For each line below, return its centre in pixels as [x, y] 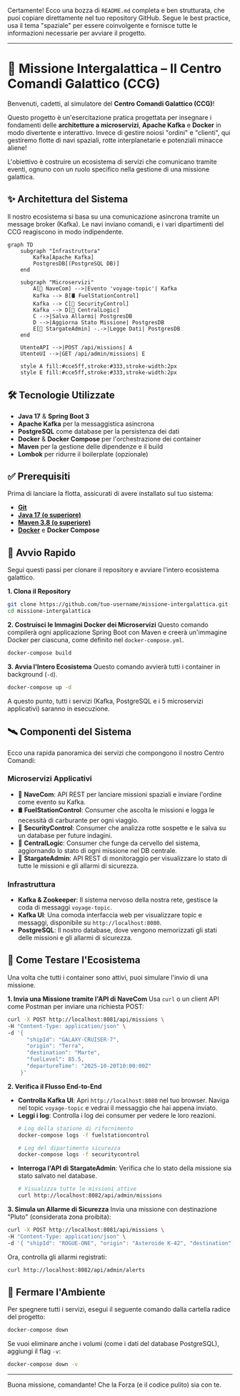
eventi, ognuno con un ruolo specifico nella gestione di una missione [108, 169]
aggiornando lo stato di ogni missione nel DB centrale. [97, 850]
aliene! [17, 148]
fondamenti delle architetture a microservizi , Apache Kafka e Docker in [114, 125]
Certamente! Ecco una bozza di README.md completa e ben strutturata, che [116, 10]
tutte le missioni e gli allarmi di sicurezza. [78, 866]
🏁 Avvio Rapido [42, 553]
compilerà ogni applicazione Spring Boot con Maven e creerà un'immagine [117, 632]
